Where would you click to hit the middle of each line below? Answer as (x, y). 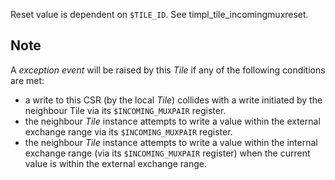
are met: (27, 80)
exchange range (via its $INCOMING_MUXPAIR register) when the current (167, 153)
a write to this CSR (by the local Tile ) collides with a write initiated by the (173, 100)
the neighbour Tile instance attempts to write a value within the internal (171, 142)
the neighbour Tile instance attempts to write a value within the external (172, 121)
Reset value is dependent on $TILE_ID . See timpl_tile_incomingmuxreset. (159, 14)
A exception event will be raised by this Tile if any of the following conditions (168, 70)
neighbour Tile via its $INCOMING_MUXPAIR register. (125, 110)
